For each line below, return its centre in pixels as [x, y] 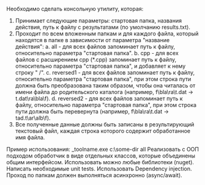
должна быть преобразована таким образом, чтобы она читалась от [105, 85]
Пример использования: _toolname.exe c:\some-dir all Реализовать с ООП [102, 149]
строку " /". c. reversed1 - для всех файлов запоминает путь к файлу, [105, 72]
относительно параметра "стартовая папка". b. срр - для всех [97, 53]
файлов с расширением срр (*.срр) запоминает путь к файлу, [96, 60]
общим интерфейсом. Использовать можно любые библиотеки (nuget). [100, 162]
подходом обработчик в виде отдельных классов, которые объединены [101, 156]
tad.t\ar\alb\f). [33, 118]
